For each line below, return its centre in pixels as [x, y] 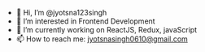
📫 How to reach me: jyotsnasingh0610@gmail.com [102, 39]
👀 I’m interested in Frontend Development [86, 21]
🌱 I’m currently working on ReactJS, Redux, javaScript [107, 30]
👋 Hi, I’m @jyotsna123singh [61, 13]
